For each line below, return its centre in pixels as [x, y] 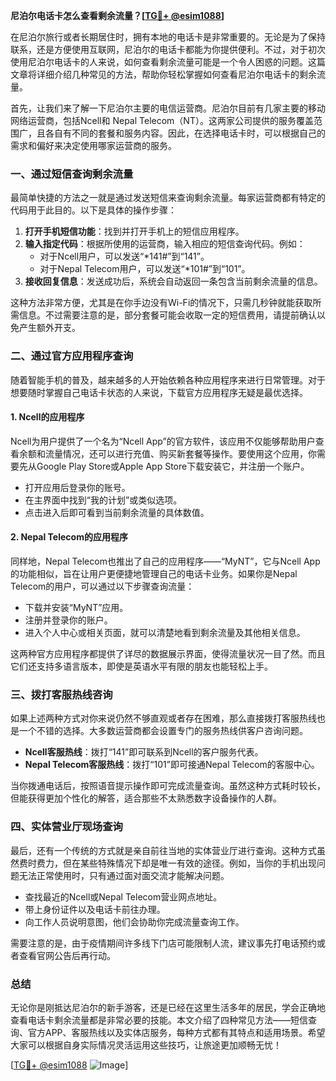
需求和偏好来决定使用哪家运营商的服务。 [93, 145]
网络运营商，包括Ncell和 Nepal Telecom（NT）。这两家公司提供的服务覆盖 [162, 120]
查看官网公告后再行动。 [67, 955]
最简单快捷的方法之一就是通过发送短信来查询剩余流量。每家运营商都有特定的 [168, 198]
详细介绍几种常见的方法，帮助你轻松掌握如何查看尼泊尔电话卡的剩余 [176, 74]
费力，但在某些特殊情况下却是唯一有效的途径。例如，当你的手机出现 [176, 863]
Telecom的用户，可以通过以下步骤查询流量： [102, 586]
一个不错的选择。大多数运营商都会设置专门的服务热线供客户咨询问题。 [163, 731]
